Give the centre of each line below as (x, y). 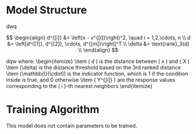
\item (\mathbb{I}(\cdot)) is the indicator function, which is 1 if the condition (97, 73)
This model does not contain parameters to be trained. (72, 125)
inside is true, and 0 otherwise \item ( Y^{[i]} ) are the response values (91, 80)
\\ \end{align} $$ (98, 50)
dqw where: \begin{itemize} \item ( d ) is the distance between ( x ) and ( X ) (98, 61)
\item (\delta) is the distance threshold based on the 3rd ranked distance (94, 67)
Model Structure (47, 10)
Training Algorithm (53, 110)
